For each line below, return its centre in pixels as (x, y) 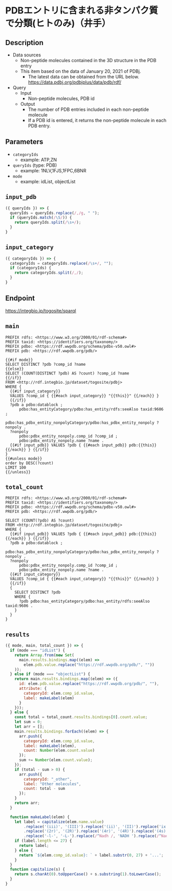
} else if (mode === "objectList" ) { (50, 674)
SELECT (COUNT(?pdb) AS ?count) (40, 521)
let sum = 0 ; (28, 722)
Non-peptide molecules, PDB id (61, 98)
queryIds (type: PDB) (35, 165)
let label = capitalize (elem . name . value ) (59, 822)
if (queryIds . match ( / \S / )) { (41, 218)
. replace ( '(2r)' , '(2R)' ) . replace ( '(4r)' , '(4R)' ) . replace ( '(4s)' (96, 831)
